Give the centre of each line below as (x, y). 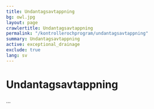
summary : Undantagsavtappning (43, 39)
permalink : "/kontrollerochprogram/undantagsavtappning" (77, 34)
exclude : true (24, 50)
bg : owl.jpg (21, 17)
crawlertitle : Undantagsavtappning (50, 28)
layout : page (22, 22)
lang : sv (17, 55)
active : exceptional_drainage (43, 45)
